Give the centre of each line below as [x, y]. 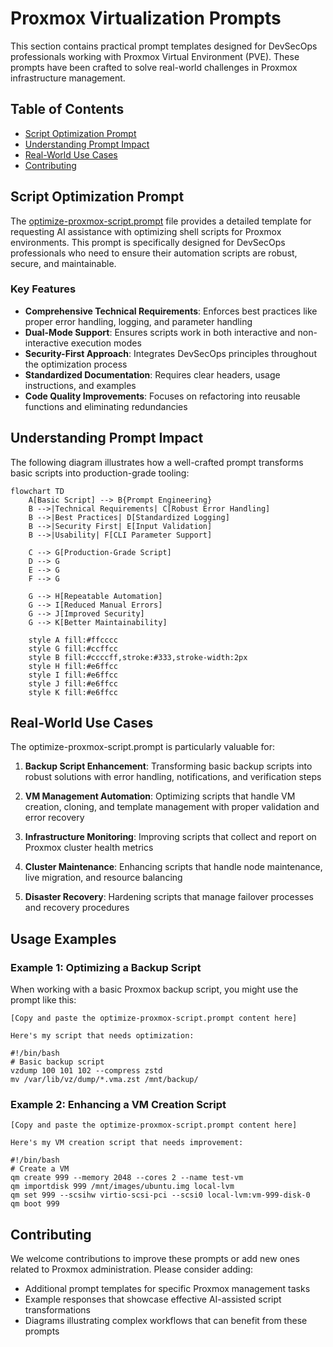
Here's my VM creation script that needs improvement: [127, 1143]
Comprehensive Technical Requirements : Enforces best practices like [171, 311]
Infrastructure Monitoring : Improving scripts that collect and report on [170, 837]
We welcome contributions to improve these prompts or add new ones [155, 1259]
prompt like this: [43, 1000]
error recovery [54, 818]
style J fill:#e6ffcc [73, 683]
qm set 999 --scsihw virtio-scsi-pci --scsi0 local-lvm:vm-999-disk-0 [160, 1195]
